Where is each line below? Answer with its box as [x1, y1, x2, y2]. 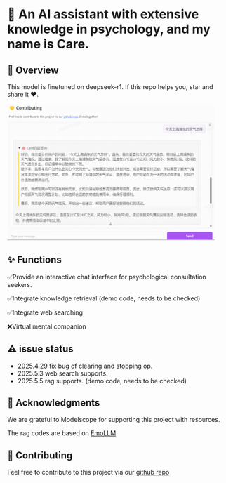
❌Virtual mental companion [7, 322, 86, 331]
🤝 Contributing [7, 449, 73, 461]
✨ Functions [7, 254, 62, 266]
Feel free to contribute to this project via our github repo [7, 468, 170, 477]
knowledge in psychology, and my [7, 21, 211, 37]
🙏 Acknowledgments [7, 397, 100, 409]
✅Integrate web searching [7, 308, 83, 317]
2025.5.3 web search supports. [17, 369, 108, 378]
